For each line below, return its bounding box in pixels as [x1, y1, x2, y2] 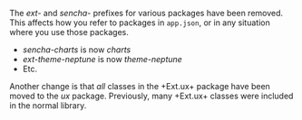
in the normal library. [9, 100, 87, 111]
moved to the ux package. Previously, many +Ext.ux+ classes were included [9, 90, 294, 101]
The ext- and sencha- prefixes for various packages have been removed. [9, 8, 284, 18]
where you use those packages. [9, 27, 130, 37]
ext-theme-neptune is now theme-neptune [22, 54, 183, 64]
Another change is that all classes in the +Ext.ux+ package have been [9, 81, 270, 91]
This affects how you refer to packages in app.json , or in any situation [9, 17, 270, 28]
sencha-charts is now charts [22, 44, 132, 55]
